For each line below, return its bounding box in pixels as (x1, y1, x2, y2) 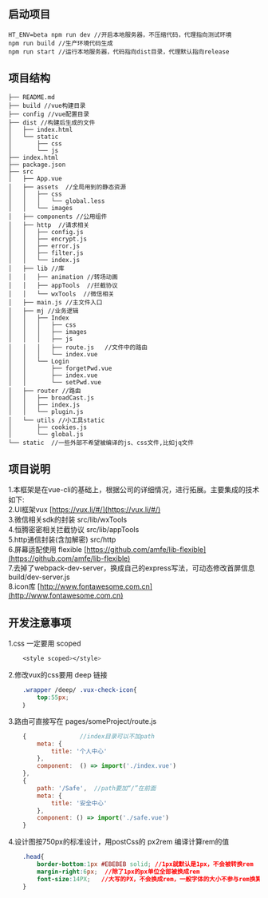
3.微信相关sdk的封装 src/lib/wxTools (8, 515, 128, 525)
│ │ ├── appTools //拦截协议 (8, 281, 118, 289)
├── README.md (8, 93, 56, 101)
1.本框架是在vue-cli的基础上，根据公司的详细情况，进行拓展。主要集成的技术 (8, 485, 260, 495)
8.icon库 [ (8, 582, 41, 591)
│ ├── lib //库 (8, 264, 65, 272)
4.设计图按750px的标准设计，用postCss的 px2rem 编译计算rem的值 (8, 837, 230, 847)
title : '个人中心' (50, 747, 108, 755)
